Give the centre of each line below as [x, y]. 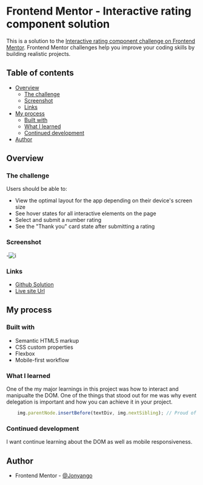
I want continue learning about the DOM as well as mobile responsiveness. [99, 442]
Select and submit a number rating [58, 220]
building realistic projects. [38, 53]
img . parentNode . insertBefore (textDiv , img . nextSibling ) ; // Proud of [107, 413]
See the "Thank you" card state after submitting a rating [85, 227]
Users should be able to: [37, 189]
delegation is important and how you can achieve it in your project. [89, 402]
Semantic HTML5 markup [47, 340]
